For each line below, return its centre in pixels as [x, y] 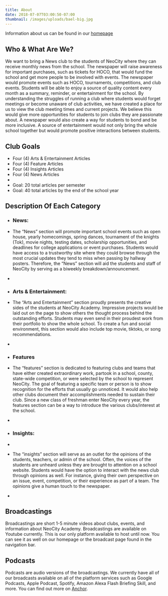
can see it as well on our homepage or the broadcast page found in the [78, 539]
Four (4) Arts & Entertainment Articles [51, 158]
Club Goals [23, 146]
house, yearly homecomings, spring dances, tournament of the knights [86, 237]
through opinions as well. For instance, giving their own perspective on [86, 475]
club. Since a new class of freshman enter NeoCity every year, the [81, 400]
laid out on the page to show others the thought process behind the [82, 313]
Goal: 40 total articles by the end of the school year [65, 190]
